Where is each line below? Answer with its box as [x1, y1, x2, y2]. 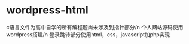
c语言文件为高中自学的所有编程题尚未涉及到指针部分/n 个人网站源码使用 [6, 23, 184, 31]
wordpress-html [6, 4, 89, 17]
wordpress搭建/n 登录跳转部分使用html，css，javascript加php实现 [6, 31, 170, 38]
